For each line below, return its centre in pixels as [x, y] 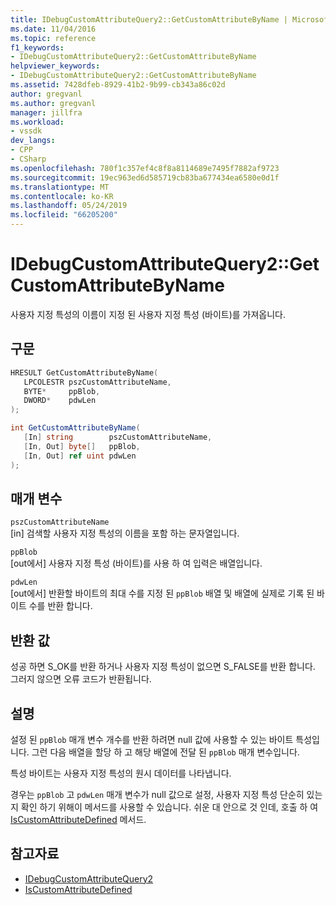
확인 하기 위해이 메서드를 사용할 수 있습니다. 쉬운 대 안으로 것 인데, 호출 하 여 [169, 807]
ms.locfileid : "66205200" [64, 215]
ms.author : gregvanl [53, 103]
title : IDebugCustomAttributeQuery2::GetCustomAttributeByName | [149, 19]
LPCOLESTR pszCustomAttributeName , [97, 382]
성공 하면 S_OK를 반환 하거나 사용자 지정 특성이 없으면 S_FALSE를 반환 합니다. [163, 667]
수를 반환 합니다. [60, 606]
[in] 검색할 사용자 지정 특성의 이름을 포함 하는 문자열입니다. [125, 533]
